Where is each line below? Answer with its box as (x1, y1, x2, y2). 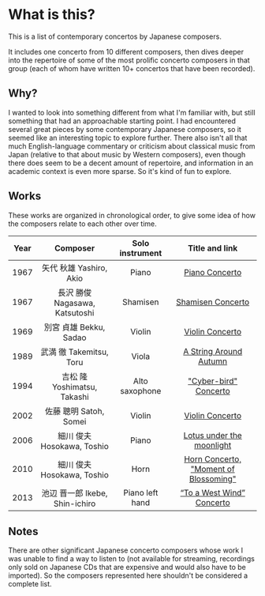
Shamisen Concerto (176, 296, 250, 307)
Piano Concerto (184, 266, 242, 277)
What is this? (8, 6, 96, 24)
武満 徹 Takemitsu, (40, 346, 109, 357)
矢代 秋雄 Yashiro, (42, 262, 108, 273)
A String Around (182, 345, 243, 356)
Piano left (123, 487, 159, 498)
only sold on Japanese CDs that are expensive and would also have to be (8, 563, 246, 572)
